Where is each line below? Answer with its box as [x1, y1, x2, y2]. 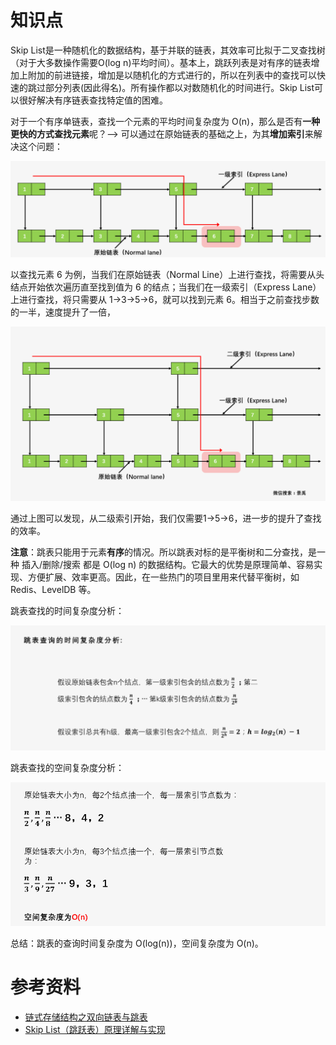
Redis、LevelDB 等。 [10, 583, 97, 595]
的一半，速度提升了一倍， [10, 306, 116, 318]
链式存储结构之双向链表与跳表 [24, 1011, 148, 1023]
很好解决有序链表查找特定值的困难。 [18, 94, 168, 106]
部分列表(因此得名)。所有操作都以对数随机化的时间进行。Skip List [44, 81, 315, 93]
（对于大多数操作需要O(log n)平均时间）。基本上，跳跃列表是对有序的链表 [10, 56, 312, 68]
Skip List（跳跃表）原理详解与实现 [24, 1023, 166, 1035]
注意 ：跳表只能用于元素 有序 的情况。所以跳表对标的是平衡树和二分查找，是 [10, 546, 317, 558]
